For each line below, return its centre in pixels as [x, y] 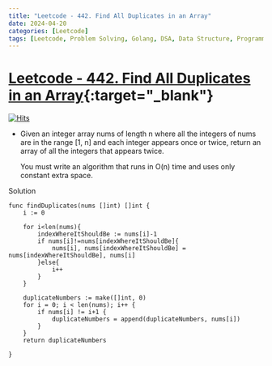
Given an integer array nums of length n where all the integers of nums [138, 134]
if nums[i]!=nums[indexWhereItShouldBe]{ [108, 241]
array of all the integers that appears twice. [92, 151]
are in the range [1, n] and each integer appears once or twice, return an [140, 143]
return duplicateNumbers [65, 341]
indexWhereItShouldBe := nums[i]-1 [98, 234]
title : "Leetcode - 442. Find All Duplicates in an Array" [110, 16]
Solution [22, 191]
